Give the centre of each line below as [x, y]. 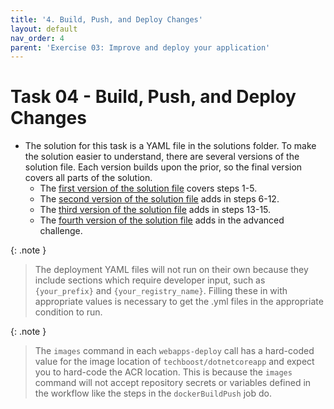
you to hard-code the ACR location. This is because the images [163, 372]
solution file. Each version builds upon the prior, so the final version [163, 167]
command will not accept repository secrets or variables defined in [173, 383]
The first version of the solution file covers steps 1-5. [148, 188]
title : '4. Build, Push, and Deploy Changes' [106, 19]
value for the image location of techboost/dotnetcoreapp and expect [174, 362]
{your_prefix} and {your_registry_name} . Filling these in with [161, 291]
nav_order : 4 [37, 38]
